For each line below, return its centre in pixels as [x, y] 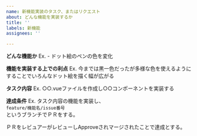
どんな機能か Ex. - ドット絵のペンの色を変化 [60, 56]
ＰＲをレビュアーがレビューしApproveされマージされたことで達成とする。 [96, 127]
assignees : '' [24, 34]
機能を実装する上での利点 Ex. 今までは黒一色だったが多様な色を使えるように [99, 69]
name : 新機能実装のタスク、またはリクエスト [53, 11]
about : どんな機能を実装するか [39, 17]
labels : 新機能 [23, 28]
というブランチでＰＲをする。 [42, 115]
